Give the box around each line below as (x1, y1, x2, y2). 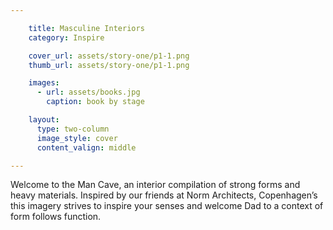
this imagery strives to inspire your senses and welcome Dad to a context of (10, 200, 324, 212)
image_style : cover (36, 133, 118, 143)
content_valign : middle (36, 142, 137, 153)
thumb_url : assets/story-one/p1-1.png (28, 60, 190, 70)
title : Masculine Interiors (28, 23, 145, 33)
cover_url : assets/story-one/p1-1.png (28, 51, 190, 61)
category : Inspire (28, 32, 105, 43)
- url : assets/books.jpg (36, 87, 141, 98)
